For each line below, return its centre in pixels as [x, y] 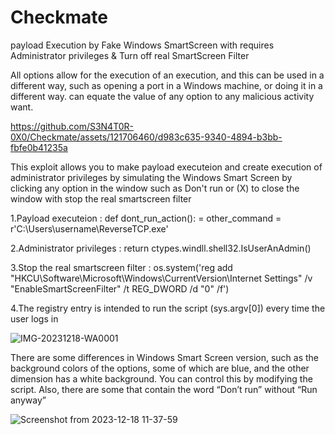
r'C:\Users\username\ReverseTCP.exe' [89, 228]
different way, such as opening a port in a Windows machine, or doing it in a [166, 85]
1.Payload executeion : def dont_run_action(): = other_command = [146, 218]
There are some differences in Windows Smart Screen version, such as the [165, 357]
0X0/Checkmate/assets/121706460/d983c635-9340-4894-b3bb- [146, 137]
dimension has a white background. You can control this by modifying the [161, 378]
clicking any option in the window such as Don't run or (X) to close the [155, 188]
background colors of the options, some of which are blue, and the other [160, 368]
